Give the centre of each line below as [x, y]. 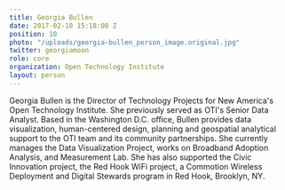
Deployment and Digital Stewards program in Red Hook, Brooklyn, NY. [137, 176]
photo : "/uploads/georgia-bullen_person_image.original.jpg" [125, 42]
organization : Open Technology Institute [87, 67]
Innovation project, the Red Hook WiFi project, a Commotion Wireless [136, 166]
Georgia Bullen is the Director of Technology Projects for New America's [141, 100]
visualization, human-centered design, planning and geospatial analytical [143, 129]
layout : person [37, 75]
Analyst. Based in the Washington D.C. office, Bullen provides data [131, 119]
